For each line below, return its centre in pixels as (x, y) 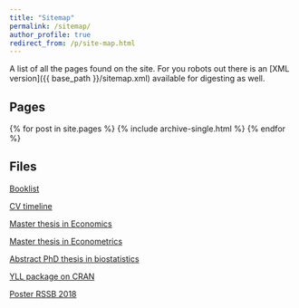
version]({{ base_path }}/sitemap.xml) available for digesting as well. (137, 79)
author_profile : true (50, 34)
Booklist (24, 188)
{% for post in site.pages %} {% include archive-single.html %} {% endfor (148, 129)
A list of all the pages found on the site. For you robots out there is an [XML (149, 69)
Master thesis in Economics (61, 224)
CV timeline (31, 206)
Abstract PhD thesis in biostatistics (74, 258)
